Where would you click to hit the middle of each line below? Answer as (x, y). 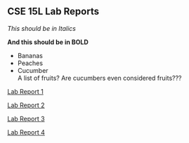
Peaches (30, 63)
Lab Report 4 (26, 132)
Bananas (30, 55)
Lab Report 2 (26, 105)
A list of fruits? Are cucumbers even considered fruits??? (99, 78)
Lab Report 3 (26, 118)
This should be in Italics (41, 28)
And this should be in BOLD (48, 42)
